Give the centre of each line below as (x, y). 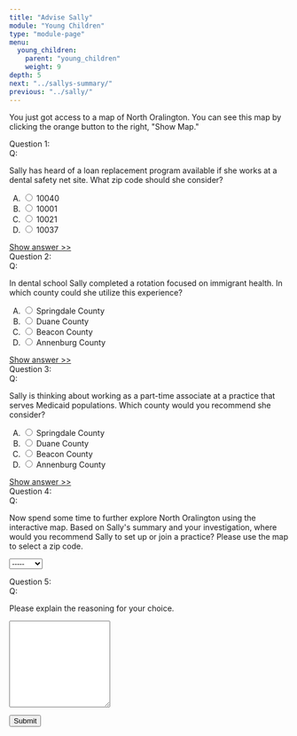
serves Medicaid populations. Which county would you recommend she (141, 405)
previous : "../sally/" (51, 91)
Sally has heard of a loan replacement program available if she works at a (143, 170)
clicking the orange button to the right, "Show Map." (104, 126)
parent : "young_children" (73, 59)
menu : (19, 42)
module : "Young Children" (57, 26)
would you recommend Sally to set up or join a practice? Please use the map (149, 536)
